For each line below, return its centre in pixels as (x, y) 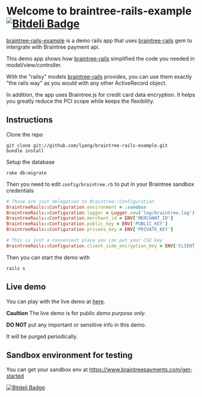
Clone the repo (25, 134)
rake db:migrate (26, 173)
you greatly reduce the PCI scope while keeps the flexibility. (80, 101)
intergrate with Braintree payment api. (53, 47)
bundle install (25, 151)
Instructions (29, 120)
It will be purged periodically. (42, 336)
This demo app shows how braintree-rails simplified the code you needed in (101, 58)
